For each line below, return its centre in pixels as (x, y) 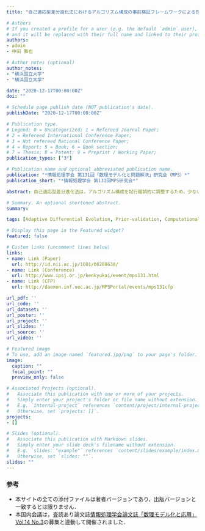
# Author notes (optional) (41, 62)
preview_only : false (38, 377)
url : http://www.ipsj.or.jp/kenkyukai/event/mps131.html (86, 276)
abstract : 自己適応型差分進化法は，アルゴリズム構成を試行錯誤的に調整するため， (97, 191)
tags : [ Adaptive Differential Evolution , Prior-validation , (85, 220)
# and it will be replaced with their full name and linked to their (97, 34)
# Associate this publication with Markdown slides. (77, 439)
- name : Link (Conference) (41, 270)
